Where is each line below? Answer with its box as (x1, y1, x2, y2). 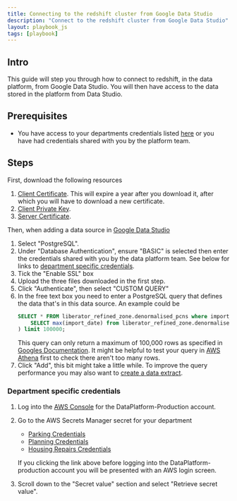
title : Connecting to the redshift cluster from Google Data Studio (7, 10, 213, 18)
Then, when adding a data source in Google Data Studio (7, 225, 171, 234)
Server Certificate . (17, 212, 72, 220)
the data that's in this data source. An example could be (17, 299, 180, 308)
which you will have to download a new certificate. (17, 197, 165, 205)
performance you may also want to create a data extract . (17, 368, 183, 378)
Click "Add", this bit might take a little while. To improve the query (17, 361, 208, 370)
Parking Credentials (28, 430, 86, 438)
